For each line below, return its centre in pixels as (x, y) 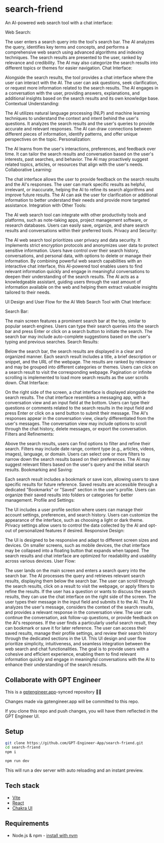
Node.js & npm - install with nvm (45, 835)
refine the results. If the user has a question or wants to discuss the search (81, 591)
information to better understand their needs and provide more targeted (77, 200)
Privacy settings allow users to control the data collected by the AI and (76, 525)
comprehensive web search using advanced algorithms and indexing (75, 52)
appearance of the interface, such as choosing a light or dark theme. (74, 520)
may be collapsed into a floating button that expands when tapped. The (77, 550)
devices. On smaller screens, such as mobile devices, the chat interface (78, 545)
